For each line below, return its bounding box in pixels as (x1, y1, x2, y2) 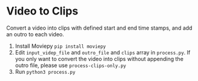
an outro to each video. (6, 30, 65, 37)
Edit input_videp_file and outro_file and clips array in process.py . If (15, 48, 191, 56)
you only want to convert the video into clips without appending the (15, 55, 183, 62)
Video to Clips (6, 4, 79, 18)
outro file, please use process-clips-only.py (15, 62, 127, 69)
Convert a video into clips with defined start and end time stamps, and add (6, 24, 193, 31)
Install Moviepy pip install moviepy (15, 42, 106, 50)
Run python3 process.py (15, 68, 76, 75)
